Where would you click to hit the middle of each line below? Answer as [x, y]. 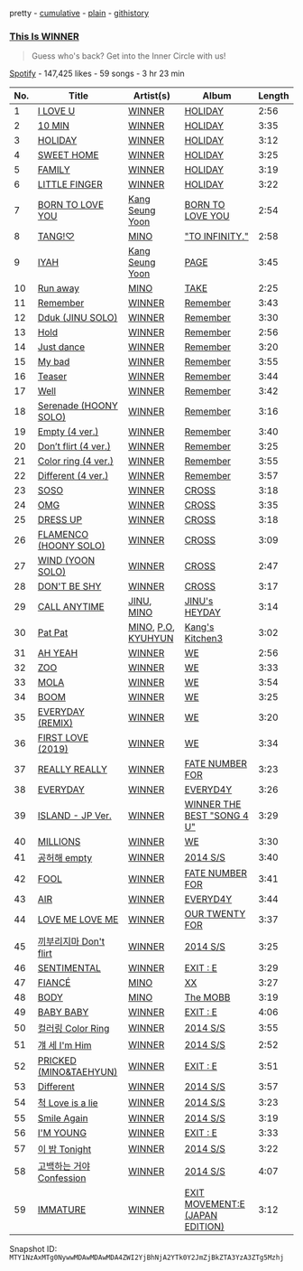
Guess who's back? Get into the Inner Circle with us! [129, 56]
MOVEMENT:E [215, 1204]
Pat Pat [53, 633]
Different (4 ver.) [73, 476]
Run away [58, 288]
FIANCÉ [54, 983]
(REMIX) [55, 724]
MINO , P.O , [151, 627]
